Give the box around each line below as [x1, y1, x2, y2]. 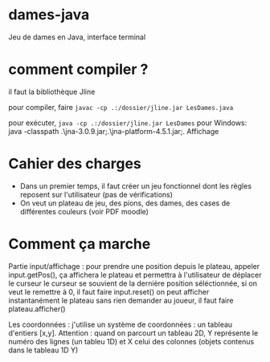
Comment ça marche [8, 235, 151, 253]
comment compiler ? [8, 60, 149, 79]
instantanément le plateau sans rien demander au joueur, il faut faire [8, 295, 234, 305]
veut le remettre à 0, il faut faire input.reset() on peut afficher [8, 287, 210, 296]
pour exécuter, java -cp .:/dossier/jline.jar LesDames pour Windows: [8, 118, 247, 128]
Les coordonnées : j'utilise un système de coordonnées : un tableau [8, 319, 233, 329]
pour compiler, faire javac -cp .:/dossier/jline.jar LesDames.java [8, 102, 234, 112]
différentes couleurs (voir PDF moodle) [19, 206, 149, 216]
